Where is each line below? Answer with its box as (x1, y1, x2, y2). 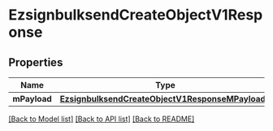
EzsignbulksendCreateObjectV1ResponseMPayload (59, 94, 266, 104)
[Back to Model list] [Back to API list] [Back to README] (8, 114, 195, 124)
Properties (8, 55, 63, 69)
